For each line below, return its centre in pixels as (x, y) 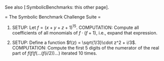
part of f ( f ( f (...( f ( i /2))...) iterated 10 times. (54, 53)
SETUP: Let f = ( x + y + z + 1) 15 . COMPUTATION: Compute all (75, 27)
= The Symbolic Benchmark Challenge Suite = (53, 17)
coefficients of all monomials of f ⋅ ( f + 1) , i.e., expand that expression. (85, 32)
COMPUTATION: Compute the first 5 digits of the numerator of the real (86, 47)
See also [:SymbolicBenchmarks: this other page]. (57, 7)
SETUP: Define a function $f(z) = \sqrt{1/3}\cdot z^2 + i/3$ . (74, 42)
